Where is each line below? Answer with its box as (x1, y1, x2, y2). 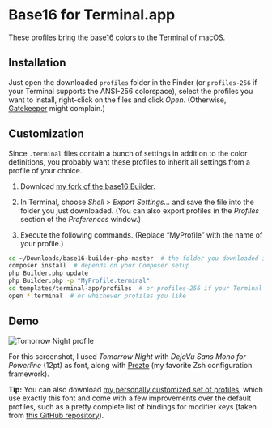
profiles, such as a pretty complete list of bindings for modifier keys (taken (8, 401, 257, 411)
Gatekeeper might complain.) (8, 103, 105, 113)
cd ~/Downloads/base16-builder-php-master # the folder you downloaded (8, 254, 259, 263)
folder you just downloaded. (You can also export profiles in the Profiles (19, 205, 260, 216)
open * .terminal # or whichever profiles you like (8, 292, 186, 300)
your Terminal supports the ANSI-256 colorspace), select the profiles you (8, 86, 253, 96)
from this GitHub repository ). (8, 410, 104, 420)
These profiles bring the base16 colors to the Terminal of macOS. (8, 32, 226, 42)
